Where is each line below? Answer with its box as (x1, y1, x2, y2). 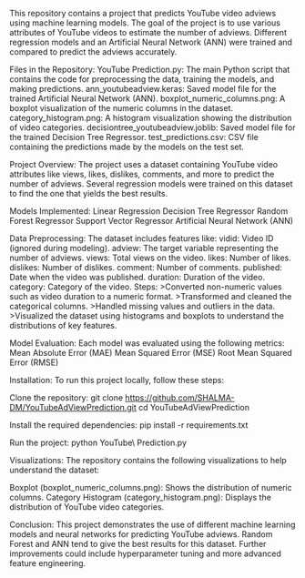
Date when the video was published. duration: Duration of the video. (9, 272, 266, 282)
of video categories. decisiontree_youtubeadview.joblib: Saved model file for (9, 122, 296, 133)
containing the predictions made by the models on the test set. (9, 141, 244, 152)
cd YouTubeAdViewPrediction (137, 402, 250, 412)
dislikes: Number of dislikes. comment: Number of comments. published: (9, 262, 282, 272)
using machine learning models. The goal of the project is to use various (9, 17, 280, 28)
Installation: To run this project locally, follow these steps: (9, 375, 225, 385)
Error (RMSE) (9, 357, 59, 368)
